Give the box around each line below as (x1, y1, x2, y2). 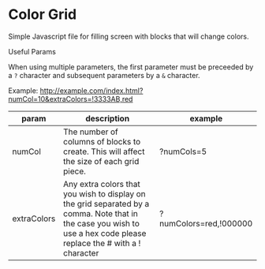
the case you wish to (62, 218, 140, 229)
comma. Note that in (62, 207, 138, 219)
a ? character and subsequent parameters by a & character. (8, 70, 200, 80)
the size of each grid (62, 155, 140, 166)
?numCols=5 (159, 146, 207, 157)
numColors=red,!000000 (159, 218, 253, 229)
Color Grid (8, 6, 77, 24)
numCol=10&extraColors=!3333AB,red (8, 94, 133, 103)
